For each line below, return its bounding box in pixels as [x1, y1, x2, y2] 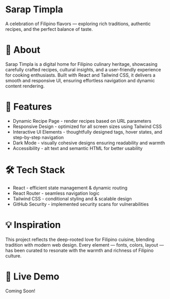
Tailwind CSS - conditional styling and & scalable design [12, 195, 132, 201]
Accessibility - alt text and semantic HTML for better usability [12, 145, 143, 151]
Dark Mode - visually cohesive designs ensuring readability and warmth [12, 140, 165, 146]
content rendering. [5, 83, 45, 89]
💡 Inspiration [5, 219, 61, 231]
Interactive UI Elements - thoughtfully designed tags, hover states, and [12, 128, 163, 135]
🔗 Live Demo [5, 271, 60, 282]
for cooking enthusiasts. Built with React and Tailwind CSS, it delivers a [5, 72, 156, 78]
